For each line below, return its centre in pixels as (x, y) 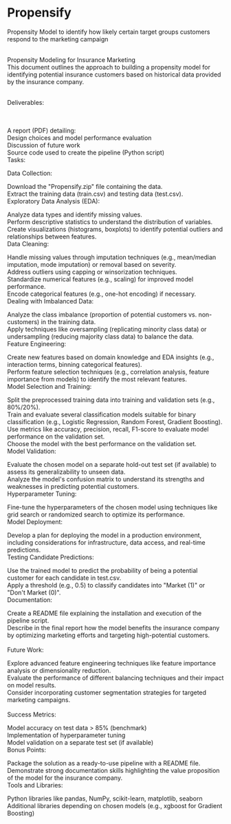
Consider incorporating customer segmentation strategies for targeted (107, 692)
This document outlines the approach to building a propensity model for (109, 67)
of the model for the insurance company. (65, 778)
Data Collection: (30, 173)
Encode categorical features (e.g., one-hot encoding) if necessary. (102, 294)
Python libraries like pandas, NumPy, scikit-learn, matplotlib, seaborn (105, 798)
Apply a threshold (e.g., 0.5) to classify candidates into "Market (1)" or (106, 585)
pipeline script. (28, 620)
